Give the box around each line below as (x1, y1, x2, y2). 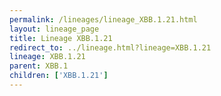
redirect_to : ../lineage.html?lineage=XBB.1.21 (9, 42, 212, 53)
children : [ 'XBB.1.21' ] (9, 71, 109, 81)
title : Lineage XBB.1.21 (9, 33, 113, 43)
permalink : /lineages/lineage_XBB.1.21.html (9, 14, 198, 25)
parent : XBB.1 (9, 61, 69, 71)
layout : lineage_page (9, 24, 100, 34)
